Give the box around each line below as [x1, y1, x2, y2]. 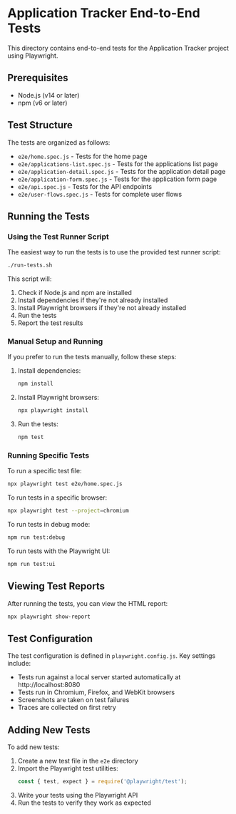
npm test [17, 433, 44, 441]
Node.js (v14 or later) [17, 91, 80, 99]
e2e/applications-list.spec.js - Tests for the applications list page [17, 159, 219, 168]
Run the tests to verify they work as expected [17, 798, 152, 807]
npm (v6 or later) [17, 98, 68, 107]
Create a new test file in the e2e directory [17, 757, 139, 766]
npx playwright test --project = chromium [7, 508, 130, 515]
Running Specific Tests [7, 450, 90, 460]
